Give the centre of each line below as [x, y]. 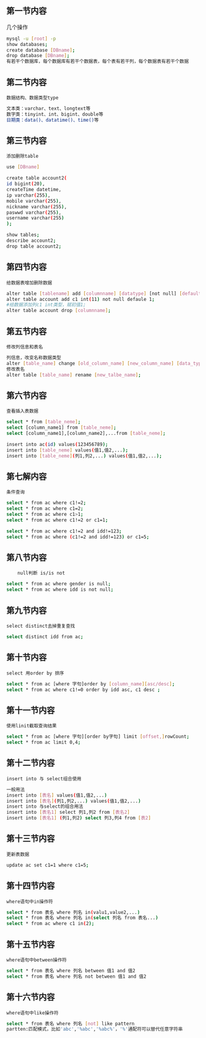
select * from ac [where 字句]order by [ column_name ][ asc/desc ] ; [91, 684]
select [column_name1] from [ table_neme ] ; [61, 428]
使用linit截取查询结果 [32, 726]
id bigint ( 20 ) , [26, 184]
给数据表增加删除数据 [29, 283]
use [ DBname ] [23, 167]
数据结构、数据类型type [32, 98]
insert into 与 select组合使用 [44, 779]
